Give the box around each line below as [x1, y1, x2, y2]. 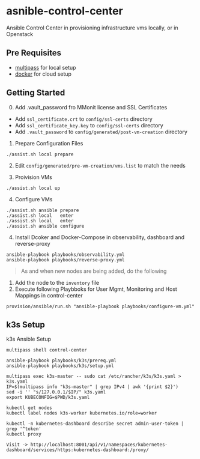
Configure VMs [14, 195, 53, 202]
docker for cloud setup [14, 70, 72, 78]
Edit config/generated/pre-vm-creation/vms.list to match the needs [14, 162, 186, 169]
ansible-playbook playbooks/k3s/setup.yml [6, 363, 114, 369]
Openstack [6, 30, 34, 37]
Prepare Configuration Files [14, 139, 83, 147]
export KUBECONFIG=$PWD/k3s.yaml [6, 395, 90, 401]
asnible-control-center [6, 4, 123, 18]
